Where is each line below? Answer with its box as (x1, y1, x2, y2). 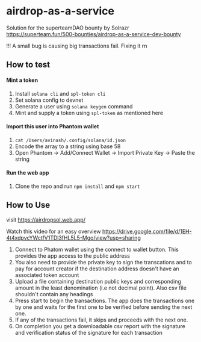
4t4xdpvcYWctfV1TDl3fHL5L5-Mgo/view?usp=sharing (6, 234, 141, 241)
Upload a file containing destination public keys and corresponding (14, 278, 182, 285)
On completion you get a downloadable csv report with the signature (14, 322, 185, 329)
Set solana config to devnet (14, 96, 84, 104)
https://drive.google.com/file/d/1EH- (102, 228, 192, 235)
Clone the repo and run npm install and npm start (14, 182, 140, 190)
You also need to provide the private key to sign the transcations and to (14, 258, 193, 266)
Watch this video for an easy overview (6, 228, 101, 235)
